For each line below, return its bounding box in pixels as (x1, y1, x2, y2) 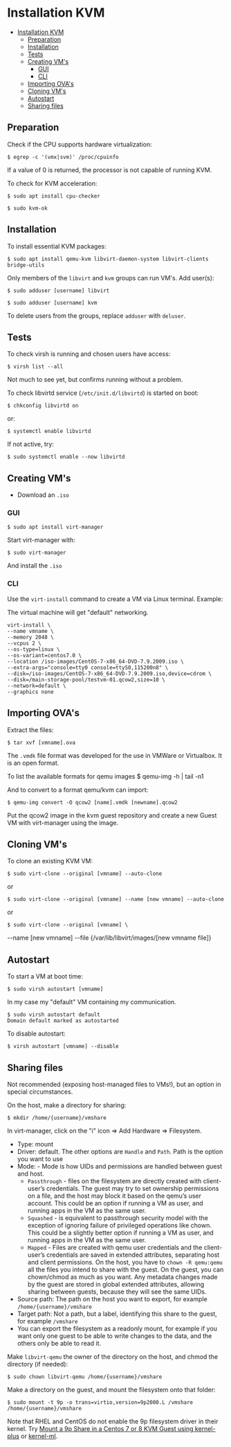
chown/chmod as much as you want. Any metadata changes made (27, 1273, 218, 1281)
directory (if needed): (7, 1360, 68, 1369)
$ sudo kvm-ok (7, 205, 48, 212)
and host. (17, 1169, 45, 1178)
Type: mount (17, 1140, 54, 1149)
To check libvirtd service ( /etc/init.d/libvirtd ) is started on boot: (7, 389, 199, 397)
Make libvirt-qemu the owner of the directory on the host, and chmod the (7, 1353, 219, 1361)
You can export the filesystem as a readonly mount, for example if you (17, 1324, 218, 1333)
